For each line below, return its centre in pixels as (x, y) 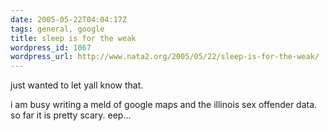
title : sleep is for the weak (73, 38)
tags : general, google (57, 29)
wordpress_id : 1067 (51, 47)
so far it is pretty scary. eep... (71, 115)
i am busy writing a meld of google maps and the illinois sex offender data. (164, 105)
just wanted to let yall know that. (77, 85)
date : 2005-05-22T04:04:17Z (69, 19)
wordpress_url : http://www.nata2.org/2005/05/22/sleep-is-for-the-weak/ (165, 57)
